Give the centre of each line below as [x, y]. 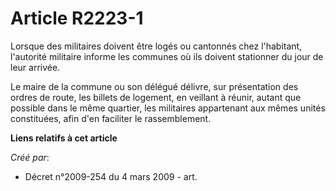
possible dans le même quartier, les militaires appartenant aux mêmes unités [168, 108]
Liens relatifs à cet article [64, 138]
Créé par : [30, 157]
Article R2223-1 [77, 18]
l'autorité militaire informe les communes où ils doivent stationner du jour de [167, 56]
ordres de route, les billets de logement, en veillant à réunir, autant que [156, 97]
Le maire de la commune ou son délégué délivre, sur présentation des [154, 86]
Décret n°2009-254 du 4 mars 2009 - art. [111, 176]
